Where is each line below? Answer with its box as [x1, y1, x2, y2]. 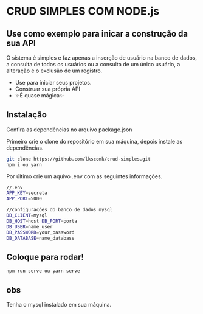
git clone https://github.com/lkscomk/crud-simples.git [6, 156, 151, 162]
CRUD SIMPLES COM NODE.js [6, 4, 160, 18]
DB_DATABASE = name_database [6, 235, 75, 241]
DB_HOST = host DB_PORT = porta [6, 218, 78, 224]
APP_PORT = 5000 [6, 196, 43, 202]
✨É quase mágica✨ [15, 92, 64, 99]
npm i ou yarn [6, 161, 43, 168]
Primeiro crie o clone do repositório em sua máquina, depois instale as [6, 138, 183, 145]
